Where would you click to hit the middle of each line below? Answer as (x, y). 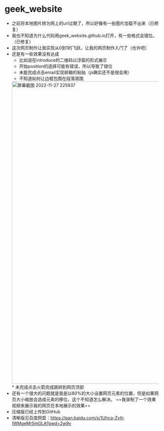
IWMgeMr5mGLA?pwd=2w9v (41, 423)
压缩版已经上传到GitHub (36, 411)
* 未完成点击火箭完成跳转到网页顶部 (48, 387)
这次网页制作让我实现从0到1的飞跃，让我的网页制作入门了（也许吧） (81, 48)
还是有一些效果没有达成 (35, 54)
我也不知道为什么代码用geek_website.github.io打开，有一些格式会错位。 (84, 35)
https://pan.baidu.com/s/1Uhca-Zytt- (88, 418)
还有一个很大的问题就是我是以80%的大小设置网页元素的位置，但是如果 (83, 393)
